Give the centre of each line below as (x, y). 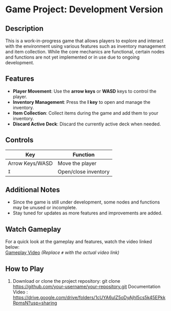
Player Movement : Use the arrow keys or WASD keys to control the (84, 91)
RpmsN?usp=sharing (35, 303)
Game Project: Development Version (84, 10)
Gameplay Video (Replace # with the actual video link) (62, 252)
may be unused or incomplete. (45, 208)
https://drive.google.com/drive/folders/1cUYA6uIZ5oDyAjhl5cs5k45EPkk (89, 298)
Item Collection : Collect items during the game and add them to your (85, 113)
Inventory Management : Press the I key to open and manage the (81, 102)
